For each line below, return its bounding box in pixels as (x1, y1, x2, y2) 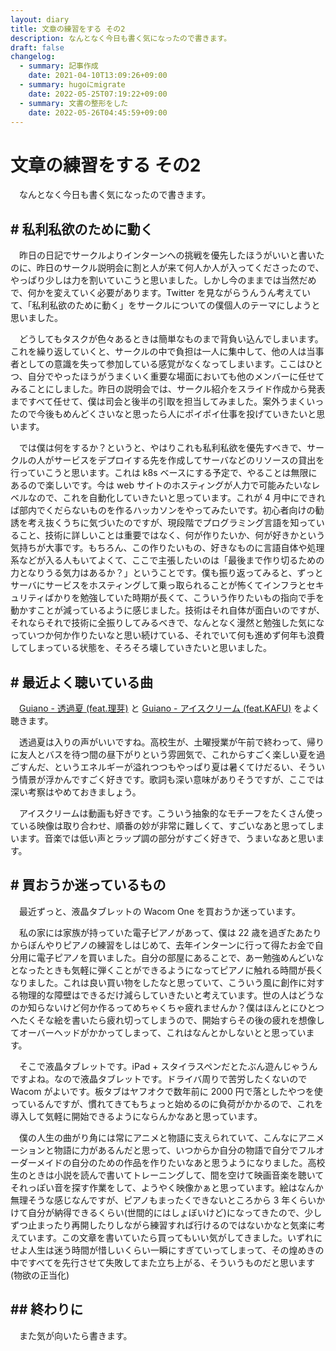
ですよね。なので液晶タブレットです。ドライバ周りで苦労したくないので (10, 1072, 308, 1085)
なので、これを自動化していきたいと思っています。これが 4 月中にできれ (27, 492, 326, 504)
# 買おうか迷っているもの (10, 877, 167, 894)
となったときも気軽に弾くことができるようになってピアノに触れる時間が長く (10, 964, 325, 976)
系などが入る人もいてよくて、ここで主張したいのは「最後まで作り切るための (10, 554, 325, 566)
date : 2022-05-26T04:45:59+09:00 (28, 107, 168, 118)
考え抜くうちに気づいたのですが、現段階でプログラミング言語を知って (27, 517, 317, 529)
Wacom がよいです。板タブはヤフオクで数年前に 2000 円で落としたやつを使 (10, 1085, 323, 1097)
